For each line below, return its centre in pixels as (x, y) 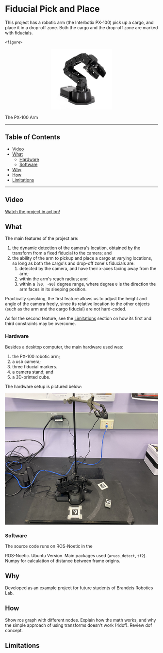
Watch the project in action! (33, 211)
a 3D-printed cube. (31, 377)
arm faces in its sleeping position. (53, 289)
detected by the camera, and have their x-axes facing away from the (88, 269)
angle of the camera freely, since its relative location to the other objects (77, 304)
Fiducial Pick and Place (52, 9)
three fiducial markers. (34, 366)
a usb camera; (26, 362)
